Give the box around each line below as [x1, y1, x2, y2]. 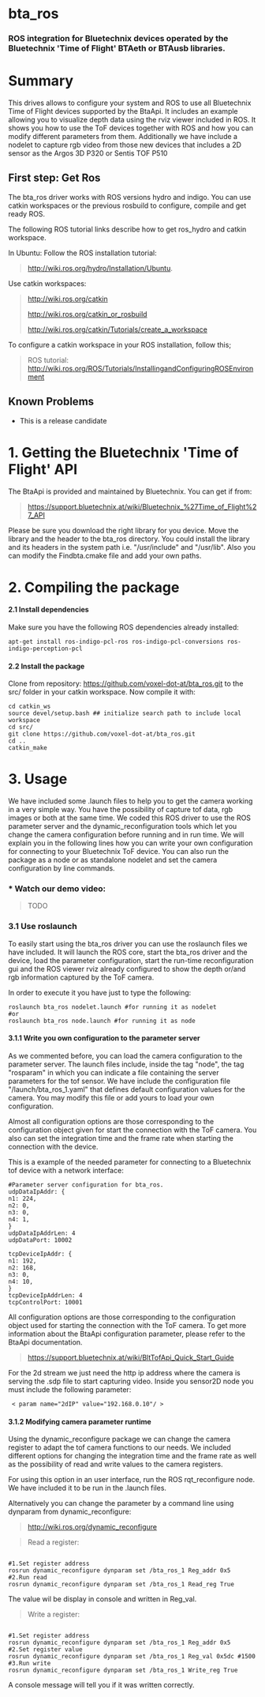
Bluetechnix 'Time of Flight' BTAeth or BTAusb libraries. [8, 43, 226, 54]
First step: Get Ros [8, 171, 101, 185]
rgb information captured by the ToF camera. [8, 973, 155, 982]
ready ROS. [8, 209, 46, 218]
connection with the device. [8, 1142, 99, 1151]
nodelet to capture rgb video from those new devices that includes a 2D [8, 140, 242, 150]
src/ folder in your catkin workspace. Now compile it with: [8, 687, 196, 697]
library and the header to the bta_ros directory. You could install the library [8, 534, 250, 544]
